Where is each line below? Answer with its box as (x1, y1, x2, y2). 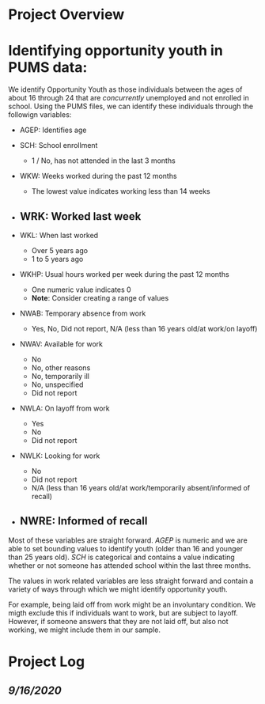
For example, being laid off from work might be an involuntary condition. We (8, 600, 256, 609)
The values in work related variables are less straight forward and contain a (8, 576, 254, 585)
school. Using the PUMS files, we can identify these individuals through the (8, 101, 254, 112)
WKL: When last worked (19, 230, 99, 240)
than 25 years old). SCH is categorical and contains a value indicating (8, 552, 235, 562)
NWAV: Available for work (19, 339, 104, 349)
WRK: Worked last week (19, 210, 142, 223)
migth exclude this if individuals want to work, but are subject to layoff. (8, 607, 239, 618)
